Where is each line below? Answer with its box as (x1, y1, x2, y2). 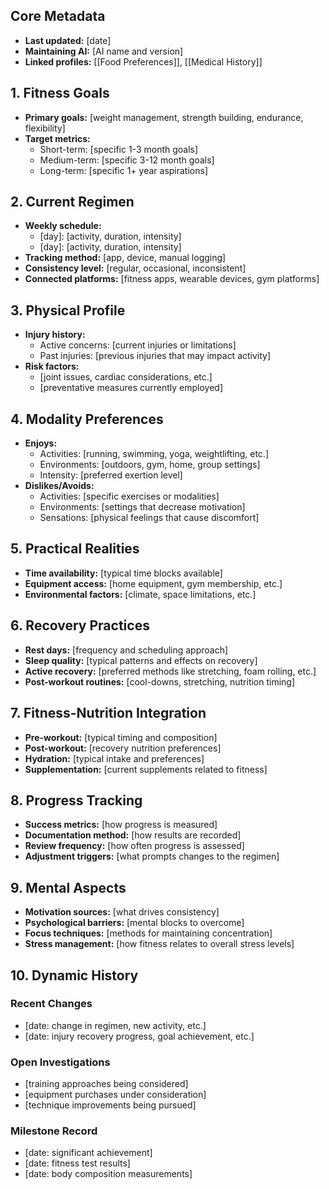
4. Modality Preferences (10, 410, 164, 428)
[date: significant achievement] (24, 1147, 153, 1159)
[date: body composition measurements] (24, 1168, 193, 1180)
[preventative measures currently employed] (39, 382, 224, 394)
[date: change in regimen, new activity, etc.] (24, 1019, 207, 1031)
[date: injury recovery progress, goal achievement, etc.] (24, 1030, 255, 1042)
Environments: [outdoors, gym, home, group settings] (39, 459, 261, 471)
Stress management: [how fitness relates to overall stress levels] (24, 938, 295, 950)
